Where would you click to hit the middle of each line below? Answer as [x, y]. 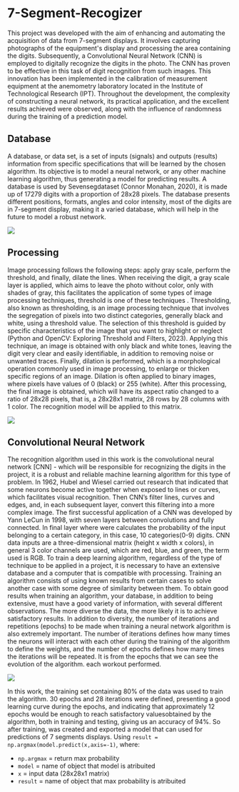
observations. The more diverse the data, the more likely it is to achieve [112, 611]
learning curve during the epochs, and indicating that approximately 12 [111, 707]
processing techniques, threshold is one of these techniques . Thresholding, [119, 300]
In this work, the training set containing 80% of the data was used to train [115, 691]
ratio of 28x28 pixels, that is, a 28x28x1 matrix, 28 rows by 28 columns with [118, 398]
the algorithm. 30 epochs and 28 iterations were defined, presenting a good [119, 699]
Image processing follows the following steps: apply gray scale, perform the [119, 270]
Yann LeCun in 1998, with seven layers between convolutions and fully [111, 520]
